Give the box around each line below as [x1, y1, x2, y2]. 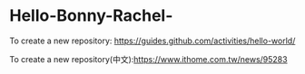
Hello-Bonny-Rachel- [9, 5, 173, 26]
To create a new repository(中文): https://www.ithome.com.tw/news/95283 [9, 53, 288, 64]
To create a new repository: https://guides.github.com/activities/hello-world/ [9, 35, 296, 46]
